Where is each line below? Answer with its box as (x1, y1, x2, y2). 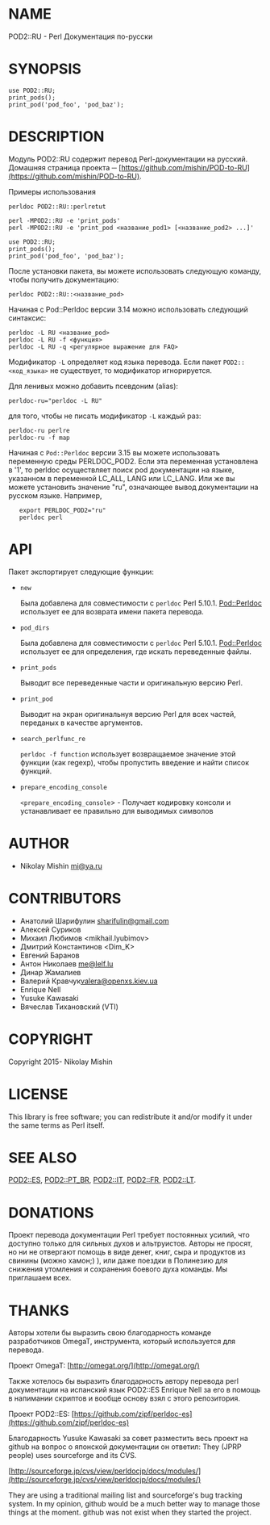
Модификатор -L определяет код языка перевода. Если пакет (8, 357, 222, 367)
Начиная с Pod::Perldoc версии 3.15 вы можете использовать (8, 447, 220, 457)
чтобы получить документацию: (8, 274, 119, 284)
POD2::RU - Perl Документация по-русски (8, 31, 153, 41)
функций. (19, 766, 52, 776)
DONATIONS (8, 1204, 94, 1221)
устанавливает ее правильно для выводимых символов (19, 806, 214, 815)
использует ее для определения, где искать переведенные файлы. (19, 647, 251, 656)
